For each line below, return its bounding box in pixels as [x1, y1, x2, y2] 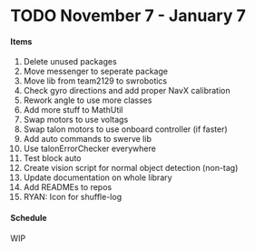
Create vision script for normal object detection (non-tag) [23, 163, 239, 174]
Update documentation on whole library [23, 172, 172, 183]
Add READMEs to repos [23, 182, 113, 193]
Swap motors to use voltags [23, 115, 129, 125]
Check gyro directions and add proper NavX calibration [23, 85, 230, 96]
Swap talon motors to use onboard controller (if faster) [23, 124, 228, 135]
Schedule [10, 212, 48, 223]
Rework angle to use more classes [23, 95, 152, 105]
